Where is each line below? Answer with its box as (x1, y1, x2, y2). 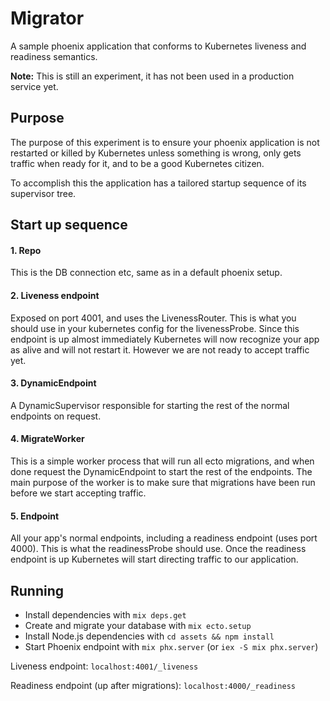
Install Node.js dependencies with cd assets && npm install (24, 630, 275, 642)
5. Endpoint (10, 510, 60, 522)
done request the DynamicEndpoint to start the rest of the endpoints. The (10, 465, 313, 477)
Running (10, 582, 65, 599)
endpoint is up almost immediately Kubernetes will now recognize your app (10, 333, 320, 345)
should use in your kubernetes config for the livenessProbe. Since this (10, 322, 300, 334)
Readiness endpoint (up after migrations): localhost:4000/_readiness (10, 679, 296, 691)
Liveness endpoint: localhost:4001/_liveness (10, 660, 199, 672)
